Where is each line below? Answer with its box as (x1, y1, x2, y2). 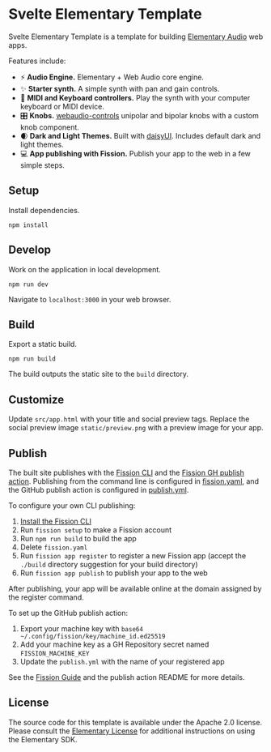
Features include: (8, 56, 66, 66)
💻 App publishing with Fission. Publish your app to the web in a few (19, 148, 251, 158)
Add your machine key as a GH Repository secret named (19, 639, 210, 649)
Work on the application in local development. (8, 264, 162, 274)
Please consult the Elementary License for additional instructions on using (8, 726, 256, 736)
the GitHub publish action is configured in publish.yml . (8, 485, 189, 494)
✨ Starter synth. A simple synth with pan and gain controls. (19, 83, 220, 93)
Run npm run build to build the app (19, 534, 138, 543)
